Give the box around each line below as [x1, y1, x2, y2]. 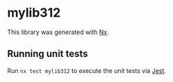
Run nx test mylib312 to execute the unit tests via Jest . [7, 66, 167, 74]
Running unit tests [7, 48, 88, 60]
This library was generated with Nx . [7, 28, 109, 36]
